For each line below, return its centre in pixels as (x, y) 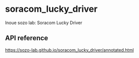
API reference (27, 38)
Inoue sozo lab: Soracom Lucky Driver (44, 23)
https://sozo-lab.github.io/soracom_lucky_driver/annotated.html (69, 50)
